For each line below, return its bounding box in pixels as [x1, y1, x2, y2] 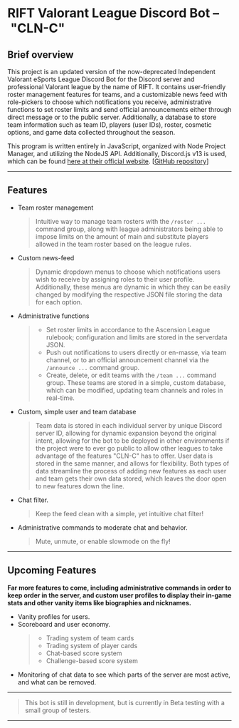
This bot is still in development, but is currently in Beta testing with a [24, 698, 225, 707]
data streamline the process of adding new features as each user [35, 466, 227, 475]
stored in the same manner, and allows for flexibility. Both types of [35, 458, 230, 468]
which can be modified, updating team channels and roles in [46, 386, 223, 394]
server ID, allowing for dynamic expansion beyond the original [35, 429, 217, 437]
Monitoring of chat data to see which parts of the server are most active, [17, 670, 231, 679]
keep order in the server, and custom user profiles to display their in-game [7, 590, 232, 600]
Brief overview [7, 48, 74, 61]
